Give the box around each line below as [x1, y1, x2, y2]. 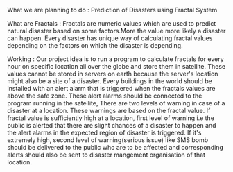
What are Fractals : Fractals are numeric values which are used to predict [7, 19, 216, 27]
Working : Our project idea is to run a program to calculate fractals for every [7, 55, 224, 63]
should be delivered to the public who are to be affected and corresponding [7, 144, 223, 151]
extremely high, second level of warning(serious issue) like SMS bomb [7, 136, 209, 144]
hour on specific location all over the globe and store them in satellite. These [7, 62, 226, 70]
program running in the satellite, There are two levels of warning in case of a [7, 99, 225, 107]
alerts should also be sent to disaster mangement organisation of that [7, 150, 206, 159]
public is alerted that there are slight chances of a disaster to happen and [7, 121, 216, 129]
